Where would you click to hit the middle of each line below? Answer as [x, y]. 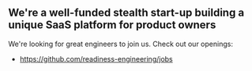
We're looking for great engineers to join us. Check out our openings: [120, 44]
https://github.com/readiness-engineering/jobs [96, 59]
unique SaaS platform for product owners [112, 25]
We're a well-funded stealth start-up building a [126, 13]
